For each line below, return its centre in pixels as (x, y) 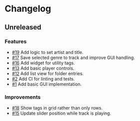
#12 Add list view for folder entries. (48, 73)
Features (16, 41)
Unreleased (23, 27)
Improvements (23, 97)
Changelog (28, 9)
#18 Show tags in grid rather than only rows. (57, 108)
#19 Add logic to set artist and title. (48, 52)
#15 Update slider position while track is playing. (62, 113)
